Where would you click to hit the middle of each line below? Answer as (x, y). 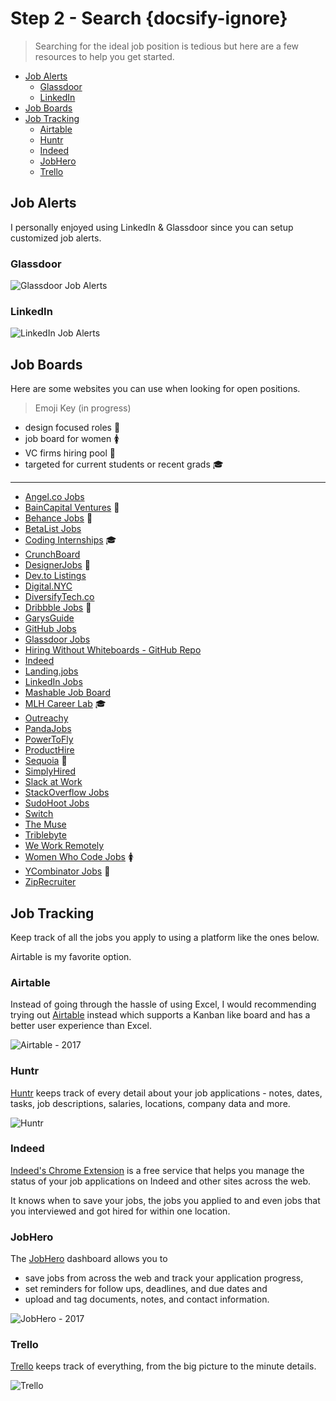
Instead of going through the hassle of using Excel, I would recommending (163, 1004)
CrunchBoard (52, 554)
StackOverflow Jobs (67, 793)
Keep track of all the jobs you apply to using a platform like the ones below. (165, 937)
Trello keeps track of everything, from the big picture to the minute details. (163, 1366)
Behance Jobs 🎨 (58, 518)
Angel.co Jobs (54, 497)
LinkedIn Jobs (53, 682)
